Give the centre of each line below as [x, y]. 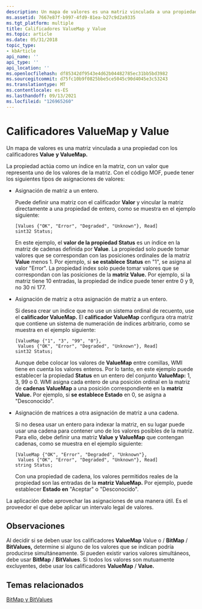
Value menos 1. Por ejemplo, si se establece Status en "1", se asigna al [103, 261]
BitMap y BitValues [29, 599]
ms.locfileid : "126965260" [40, 101]
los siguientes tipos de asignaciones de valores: [66, 179]
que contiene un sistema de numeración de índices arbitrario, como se [103, 323]
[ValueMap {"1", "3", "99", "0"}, [58, 341]
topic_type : [21, 46]
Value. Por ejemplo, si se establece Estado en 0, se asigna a [90, 395]
